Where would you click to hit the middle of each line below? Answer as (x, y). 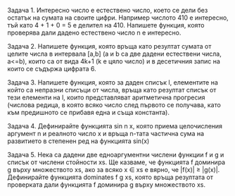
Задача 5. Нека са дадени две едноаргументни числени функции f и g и (116, 155)
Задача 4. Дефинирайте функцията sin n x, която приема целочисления (115, 126)
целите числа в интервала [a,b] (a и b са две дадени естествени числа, (114, 54)
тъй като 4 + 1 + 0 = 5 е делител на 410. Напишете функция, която (106, 25)
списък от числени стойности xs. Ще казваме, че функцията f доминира (116, 162)
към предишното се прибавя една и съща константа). (89, 112)
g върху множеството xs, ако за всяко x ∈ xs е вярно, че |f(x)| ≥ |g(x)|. (114, 170)
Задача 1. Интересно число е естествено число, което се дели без (108, 10)
